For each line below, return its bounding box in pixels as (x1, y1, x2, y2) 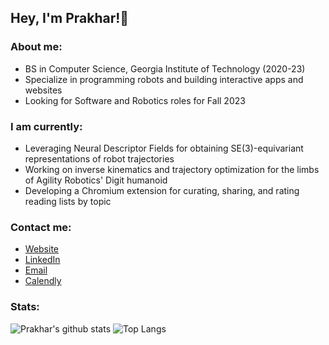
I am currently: (10, 119, 83, 133)
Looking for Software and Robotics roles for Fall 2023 (24, 94, 246, 106)
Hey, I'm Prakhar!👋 (10, 10, 130, 27)
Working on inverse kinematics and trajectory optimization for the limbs (24, 163, 320, 175)
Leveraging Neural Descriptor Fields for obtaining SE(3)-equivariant (24, 142, 304, 154)
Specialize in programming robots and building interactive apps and (24, 73, 304, 85)
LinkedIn (24, 254, 61, 266)
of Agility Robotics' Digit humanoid (24, 174, 168, 186)
